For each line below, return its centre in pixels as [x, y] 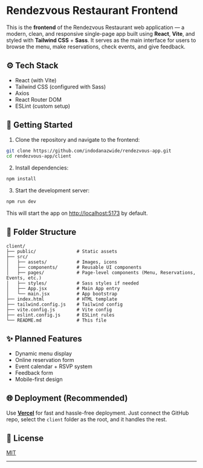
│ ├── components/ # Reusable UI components [74, 267]
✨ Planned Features [44, 339]
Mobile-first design [39, 379]
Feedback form [34, 372]
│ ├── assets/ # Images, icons [62, 262]
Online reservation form [44, 360]
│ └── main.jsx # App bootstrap [62, 294]
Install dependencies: [42, 168]
